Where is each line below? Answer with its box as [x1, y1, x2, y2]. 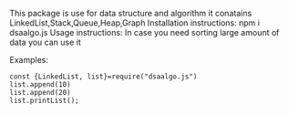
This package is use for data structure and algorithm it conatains [9, 8, 253, 18]
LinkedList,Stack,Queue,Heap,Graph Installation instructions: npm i [9, 17, 260, 28]
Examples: [9, 55, 48, 65]
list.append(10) [9, 80, 71, 89]
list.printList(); [9, 96, 79, 105]
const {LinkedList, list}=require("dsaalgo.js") [9, 72, 198, 81]
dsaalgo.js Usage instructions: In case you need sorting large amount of [9, 27, 280, 37]
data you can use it [9, 36, 82, 47]
